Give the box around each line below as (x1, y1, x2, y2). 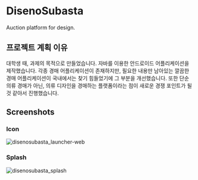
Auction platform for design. (6, 24, 76, 31)
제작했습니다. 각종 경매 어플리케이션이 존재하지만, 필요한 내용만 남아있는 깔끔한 (6, 67, 190, 74)
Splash (6, 153, 27, 162)
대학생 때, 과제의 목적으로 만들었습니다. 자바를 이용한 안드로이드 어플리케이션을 (6, 60, 190, 67)
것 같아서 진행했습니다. (6, 89, 59, 97)
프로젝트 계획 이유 (6, 43, 68, 53)
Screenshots (6, 107, 55, 117)
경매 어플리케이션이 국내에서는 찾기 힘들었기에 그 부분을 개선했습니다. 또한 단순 (6, 75, 190, 82)
